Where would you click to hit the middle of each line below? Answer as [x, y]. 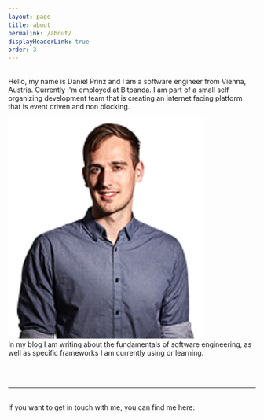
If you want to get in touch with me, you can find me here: [102, 407]
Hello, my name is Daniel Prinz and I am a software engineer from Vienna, [127, 82]
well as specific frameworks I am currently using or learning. [106, 353]
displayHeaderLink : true [49, 42]
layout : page [29, 17]
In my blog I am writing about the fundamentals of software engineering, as [130, 344]
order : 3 [22, 50]
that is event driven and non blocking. [69, 107]
